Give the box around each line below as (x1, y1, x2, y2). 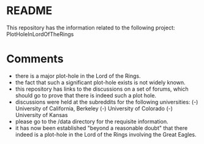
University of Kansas (15, 111, 69, 118)
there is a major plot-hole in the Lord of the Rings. (15, 72, 141, 80)
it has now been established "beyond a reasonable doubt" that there (15, 124, 188, 132)
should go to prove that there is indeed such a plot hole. (15, 91, 157, 99)
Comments (6, 52, 64, 66)
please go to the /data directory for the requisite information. (15, 118, 168, 125)
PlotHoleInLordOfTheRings (6, 30, 74, 37)
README (6, 4, 53, 18)
